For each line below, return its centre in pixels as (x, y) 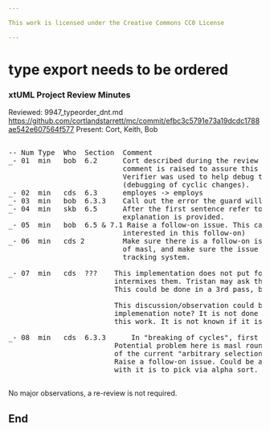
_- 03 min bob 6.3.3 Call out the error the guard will (135, 201)
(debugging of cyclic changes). (186, 185)
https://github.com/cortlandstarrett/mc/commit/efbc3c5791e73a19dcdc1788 (134, 121)
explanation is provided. (174, 217)
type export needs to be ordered (119, 70)
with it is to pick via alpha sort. (186, 370)
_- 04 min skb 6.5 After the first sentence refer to (135, 209)
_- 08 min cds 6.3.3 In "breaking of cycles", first (133, 338)
